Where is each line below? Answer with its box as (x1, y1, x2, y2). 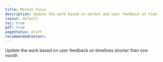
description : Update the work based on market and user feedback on (5, 12, 147, 16)
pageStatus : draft (5, 30, 42, 34)
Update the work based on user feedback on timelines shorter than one (5, 47, 148, 53)
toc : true (5, 20, 25, 26)
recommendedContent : (5, 34, 47, 39)
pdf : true (5, 25, 25, 30)
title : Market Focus (5, 7, 47, 12)
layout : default (5, 16, 38, 21)
